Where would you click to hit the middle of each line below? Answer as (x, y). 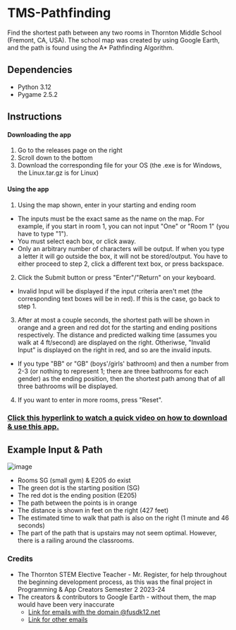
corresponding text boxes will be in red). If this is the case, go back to (119, 298)
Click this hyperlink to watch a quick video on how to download (117, 418)
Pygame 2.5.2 (38, 94)
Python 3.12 (34, 87)
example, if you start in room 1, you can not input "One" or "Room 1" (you (123, 226)
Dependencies (40, 70)
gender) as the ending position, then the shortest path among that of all (121, 378)
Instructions (35, 117)
